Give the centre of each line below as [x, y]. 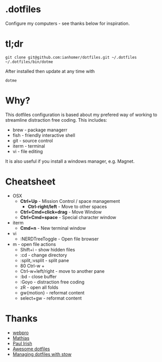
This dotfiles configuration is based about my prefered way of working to [81, 115]
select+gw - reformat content [51, 298]
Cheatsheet [30, 182]
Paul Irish [22, 343]
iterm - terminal [29, 146]
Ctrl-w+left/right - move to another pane [62, 271]
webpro [21, 333]
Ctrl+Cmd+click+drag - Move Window [61, 212]
